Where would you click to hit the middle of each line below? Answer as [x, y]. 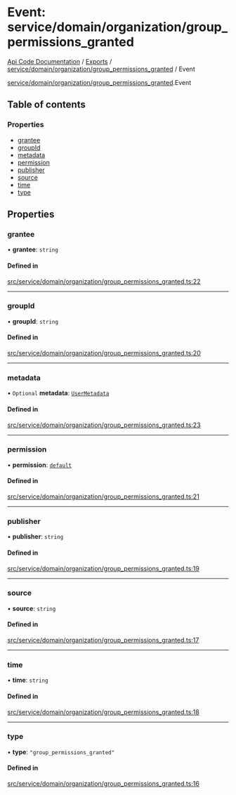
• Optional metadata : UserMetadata [58, 393]
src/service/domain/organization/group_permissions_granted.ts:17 [103, 640]
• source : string [32, 608]
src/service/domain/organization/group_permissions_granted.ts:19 [104, 568]
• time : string [28, 680]
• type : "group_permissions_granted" [61, 751]
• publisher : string [35, 537]
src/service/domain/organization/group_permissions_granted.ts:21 [104, 497]
